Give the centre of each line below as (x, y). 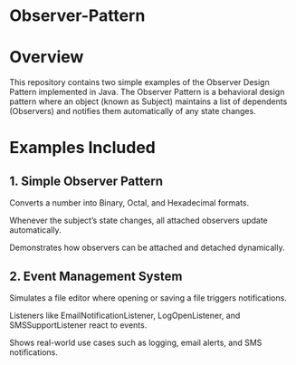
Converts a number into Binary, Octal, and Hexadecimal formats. (129, 203)
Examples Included (83, 148)
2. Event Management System (96, 276)
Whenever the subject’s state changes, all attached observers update (139, 221)
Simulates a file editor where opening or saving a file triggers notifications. (148, 298)
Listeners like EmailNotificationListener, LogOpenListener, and (125, 315)
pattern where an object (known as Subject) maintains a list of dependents (148, 101)
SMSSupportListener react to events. (78, 325)
